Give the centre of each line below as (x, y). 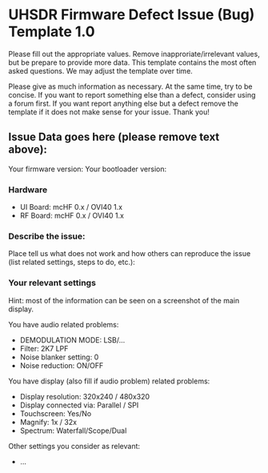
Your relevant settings (52, 283)
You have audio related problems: (64, 324)
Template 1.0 (52, 32)
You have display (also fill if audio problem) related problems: (109, 381)
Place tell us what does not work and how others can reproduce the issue (130, 254)
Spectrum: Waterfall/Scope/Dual (73, 431)
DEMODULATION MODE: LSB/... (72, 340)
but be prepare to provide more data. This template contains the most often (132, 62)
